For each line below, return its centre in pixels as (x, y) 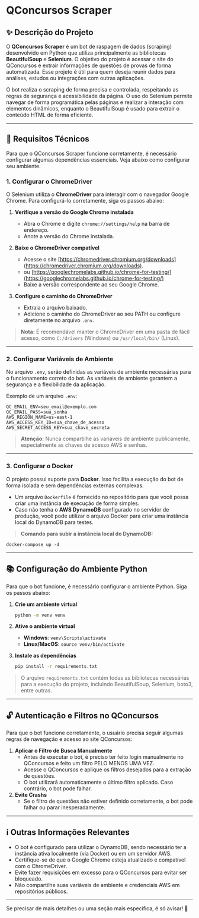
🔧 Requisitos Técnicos (48, 139)
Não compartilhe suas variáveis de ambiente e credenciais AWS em (97, 885)
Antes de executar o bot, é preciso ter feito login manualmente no (104, 757)
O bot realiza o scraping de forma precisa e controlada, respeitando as (92, 89)
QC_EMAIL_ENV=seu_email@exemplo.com (51, 407)
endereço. (36, 230)
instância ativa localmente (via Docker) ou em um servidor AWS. (93, 853)
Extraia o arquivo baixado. (55, 308)
